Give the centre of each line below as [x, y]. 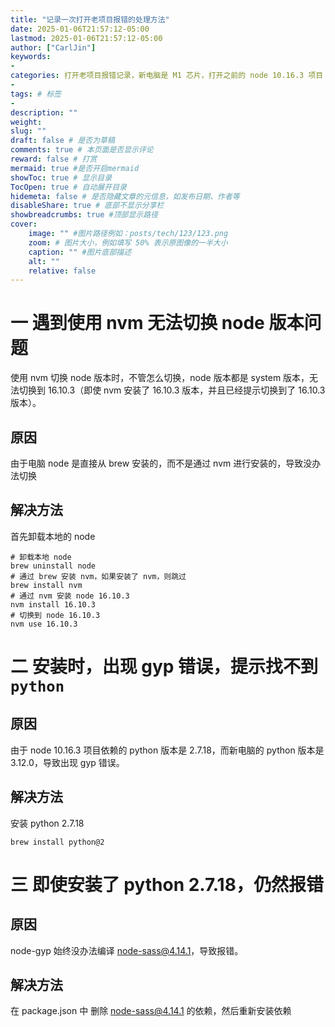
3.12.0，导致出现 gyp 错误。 [67, 762]
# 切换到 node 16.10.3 [55, 615]
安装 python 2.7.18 [47, 823]
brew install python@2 [57, 842]
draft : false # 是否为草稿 [62, 141]
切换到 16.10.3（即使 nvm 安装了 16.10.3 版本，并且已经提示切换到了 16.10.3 [172, 390]
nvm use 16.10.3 [44, 624]
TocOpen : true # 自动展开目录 [68, 187]
